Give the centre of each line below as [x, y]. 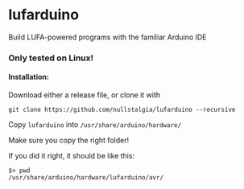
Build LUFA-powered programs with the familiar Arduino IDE [108, 37]
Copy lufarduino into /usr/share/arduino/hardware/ [95, 125]
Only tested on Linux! [51, 58]
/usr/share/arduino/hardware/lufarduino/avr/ [86, 178]
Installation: [29, 77]
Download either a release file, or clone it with [85, 95]
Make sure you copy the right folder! [69, 140]
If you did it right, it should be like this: [72, 156]
